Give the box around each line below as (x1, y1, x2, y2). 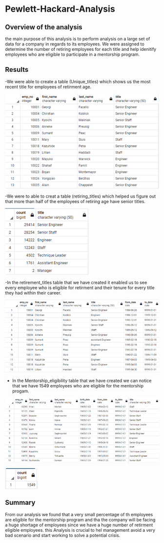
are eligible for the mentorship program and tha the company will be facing (5, 517, 156, 522)
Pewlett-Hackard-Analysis (5, 3, 116, 15)
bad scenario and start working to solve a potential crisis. (5, 532, 121, 538)
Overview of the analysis (5, 23, 82, 31)
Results (5, 66, 29, 74)
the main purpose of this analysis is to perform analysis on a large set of (5, 36, 150, 42)
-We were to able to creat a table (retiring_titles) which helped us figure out (5, 193, 156, 199)
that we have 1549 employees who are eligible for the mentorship (12, 383, 144, 388)
